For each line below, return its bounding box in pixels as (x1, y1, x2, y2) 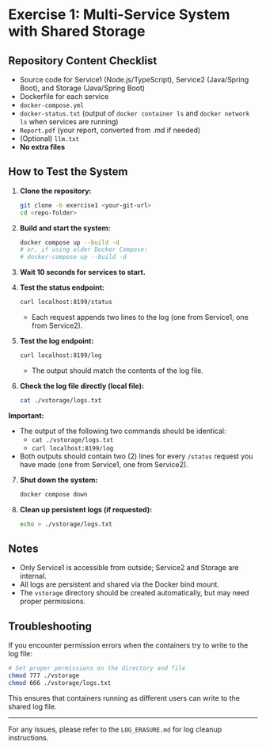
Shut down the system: (19, 475, 98, 485)
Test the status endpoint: (19, 283, 104, 292)
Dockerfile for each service (19, 92, 109, 101)
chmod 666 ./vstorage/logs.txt (8, 679, 112, 686)
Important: (8, 410, 44, 420)
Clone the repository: (19, 186, 92, 196)
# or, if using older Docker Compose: (19, 245, 148, 254)
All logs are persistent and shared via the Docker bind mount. (19, 580, 220, 589)
